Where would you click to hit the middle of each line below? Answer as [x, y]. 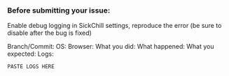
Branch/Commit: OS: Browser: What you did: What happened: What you [111, 47]
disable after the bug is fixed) [50, 33]
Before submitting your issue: [59, 10]
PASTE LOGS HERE [31, 67]
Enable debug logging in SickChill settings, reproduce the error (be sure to [114, 26]
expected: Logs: [30, 54]
